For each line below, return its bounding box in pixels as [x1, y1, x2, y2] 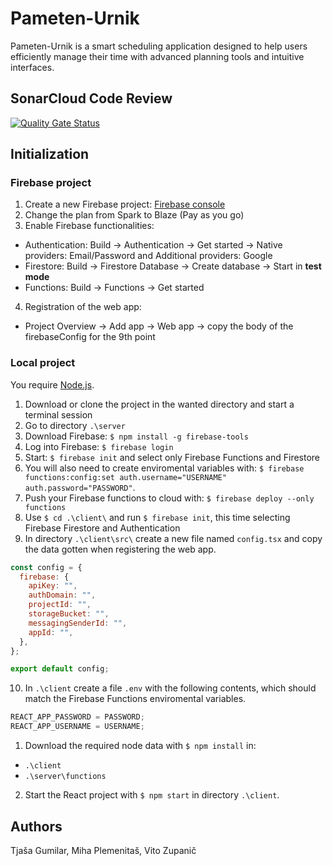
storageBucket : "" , [28, 609, 110, 619]
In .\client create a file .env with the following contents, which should [24, 682, 317, 694]
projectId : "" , [28, 600, 92, 610]
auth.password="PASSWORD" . [24, 481, 136, 493]
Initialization [10, 146, 90, 163]
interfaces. [10, 61, 55, 73]
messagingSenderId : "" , [28, 618, 128, 628]
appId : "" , [28, 627, 74, 637]
